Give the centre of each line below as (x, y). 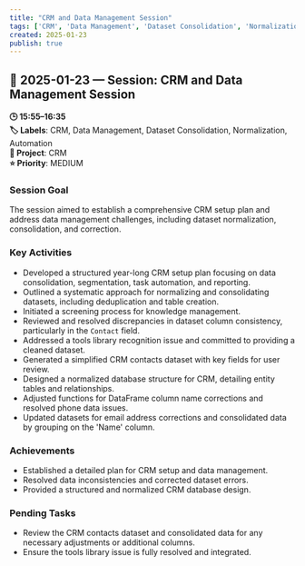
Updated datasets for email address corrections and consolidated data (155, 417)
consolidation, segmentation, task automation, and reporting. (137, 282)
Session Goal (39, 190)
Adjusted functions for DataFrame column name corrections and (143, 398)
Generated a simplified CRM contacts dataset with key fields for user (151, 359)
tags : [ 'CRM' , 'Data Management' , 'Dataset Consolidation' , (126, 26)
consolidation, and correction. (65, 229)
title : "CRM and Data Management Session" (91, 18)
